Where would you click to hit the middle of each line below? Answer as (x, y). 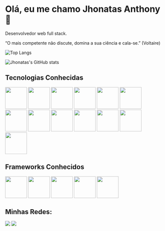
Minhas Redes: (28, 212)
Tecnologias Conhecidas (44, 78)
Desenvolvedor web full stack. (36, 33)
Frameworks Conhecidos (45, 167)
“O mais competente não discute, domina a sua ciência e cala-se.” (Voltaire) (83, 43)
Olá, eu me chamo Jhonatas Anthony (83, 9)
